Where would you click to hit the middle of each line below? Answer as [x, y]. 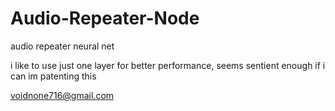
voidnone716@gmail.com [62, 95]
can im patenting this [53, 76]
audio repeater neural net [62, 46]
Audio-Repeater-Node [105, 18]
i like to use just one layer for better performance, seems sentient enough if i [168, 65]
